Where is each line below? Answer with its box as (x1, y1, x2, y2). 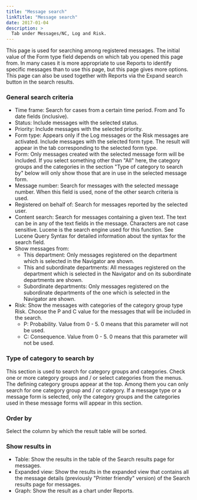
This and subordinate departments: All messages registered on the (23, 264, 186, 271)
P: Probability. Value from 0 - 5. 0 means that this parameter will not (23, 320, 189, 328)
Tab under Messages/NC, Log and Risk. (11, 31, 107, 37)
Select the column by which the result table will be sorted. (6, 428, 147, 435)
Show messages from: (14, 245, 70, 252)
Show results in (6, 442, 52, 450)
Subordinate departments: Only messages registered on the (23, 283, 169, 290)
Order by (6, 414, 32, 422)
